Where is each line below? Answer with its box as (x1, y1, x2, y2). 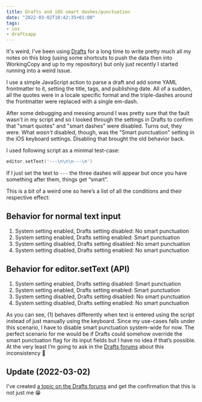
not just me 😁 (6, 389, 41, 397)
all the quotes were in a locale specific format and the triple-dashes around (6, 92, 192, 99)
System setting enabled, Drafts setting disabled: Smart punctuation (14, 280, 182, 287)
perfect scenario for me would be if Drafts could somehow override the (6, 330, 183, 338)
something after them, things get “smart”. (6, 176, 108, 183)
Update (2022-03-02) (6, 367, 91, 377)
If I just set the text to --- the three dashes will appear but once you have (6, 169, 188, 177)
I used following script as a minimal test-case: (6, 147, 120, 154)
